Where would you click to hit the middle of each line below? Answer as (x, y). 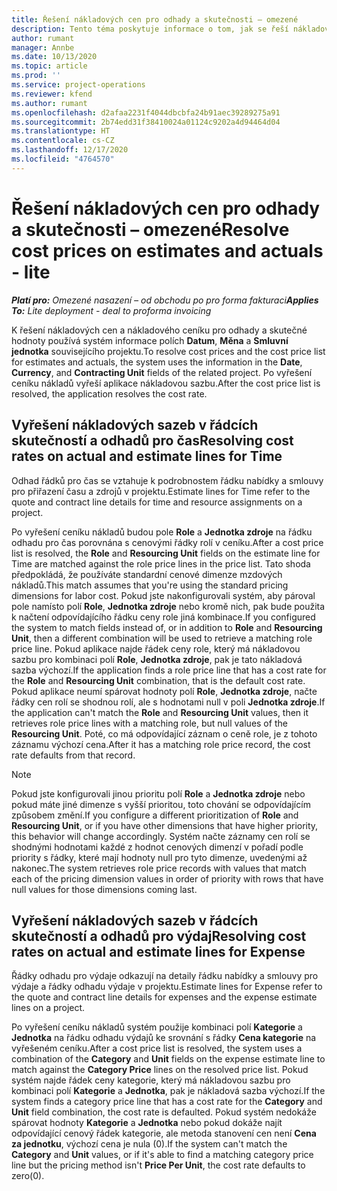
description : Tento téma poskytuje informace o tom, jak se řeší (150, 29)
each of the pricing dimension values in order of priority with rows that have (167, 878)
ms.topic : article (49, 66)
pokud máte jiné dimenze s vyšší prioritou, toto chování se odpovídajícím (161, 804)
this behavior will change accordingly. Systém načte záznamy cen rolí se (161, 836)
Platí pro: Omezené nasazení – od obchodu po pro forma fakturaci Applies (165, 300)
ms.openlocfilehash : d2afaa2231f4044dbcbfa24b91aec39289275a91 (146, 112)
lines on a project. (48, 1008)
